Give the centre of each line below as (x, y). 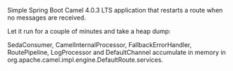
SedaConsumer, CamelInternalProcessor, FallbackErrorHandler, (100, 45)
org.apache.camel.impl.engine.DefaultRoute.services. (85, 60)
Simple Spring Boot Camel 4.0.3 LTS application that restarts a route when (115, 10)
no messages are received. (47, 18)
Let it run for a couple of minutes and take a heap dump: (89, 31)
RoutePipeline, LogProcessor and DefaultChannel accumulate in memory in (116, 52)
